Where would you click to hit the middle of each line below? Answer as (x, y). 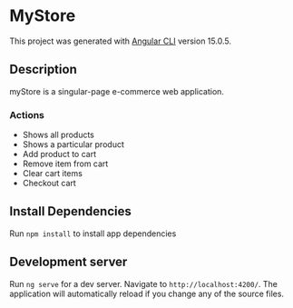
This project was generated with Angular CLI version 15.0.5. (120, 41)
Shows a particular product (73, 144)
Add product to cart (59, 154)
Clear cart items (53, 174)
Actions (27, 114)
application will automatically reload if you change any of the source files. (146, 293)
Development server (68, 262)
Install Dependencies (70, 211)
